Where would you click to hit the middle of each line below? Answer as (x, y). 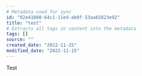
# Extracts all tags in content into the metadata (71, 28)
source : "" (20, 39)
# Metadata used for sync (39, 12)
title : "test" (24, 23)
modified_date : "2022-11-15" (43, 51)
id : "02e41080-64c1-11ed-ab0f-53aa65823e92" (63, 17)
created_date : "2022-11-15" (42, 45)
